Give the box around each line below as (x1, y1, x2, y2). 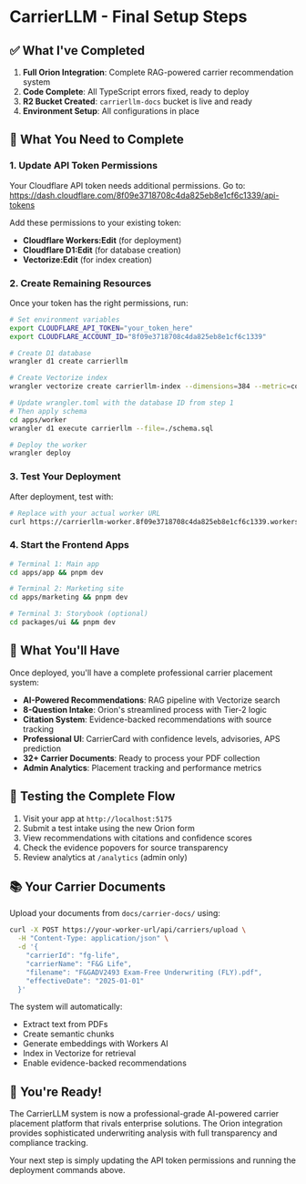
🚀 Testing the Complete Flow (9, 788, 176, 804)
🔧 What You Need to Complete (9, 132, 185, 148)
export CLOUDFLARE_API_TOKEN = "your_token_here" (9, 324, 194, 333)
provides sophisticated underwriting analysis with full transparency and (9, 1127, 278, 1138)
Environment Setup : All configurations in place (22, 106, 200, 116)
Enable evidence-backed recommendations (22, 1057, 187, 1068)
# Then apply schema (9, 407, 88, 416)
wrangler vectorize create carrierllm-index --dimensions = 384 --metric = (9, 382, 291, 391)
